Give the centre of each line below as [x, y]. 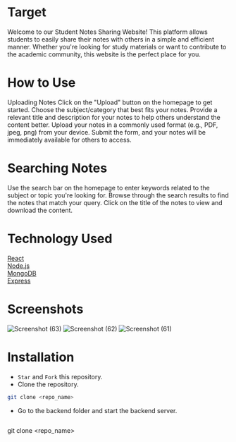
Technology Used [60, 239]
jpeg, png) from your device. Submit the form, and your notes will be [107, 132]
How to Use [42, 83]
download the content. [40, 210]
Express [19, 281]
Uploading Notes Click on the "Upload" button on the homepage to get [110, 102]
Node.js [19, 266]
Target [27, 12]
